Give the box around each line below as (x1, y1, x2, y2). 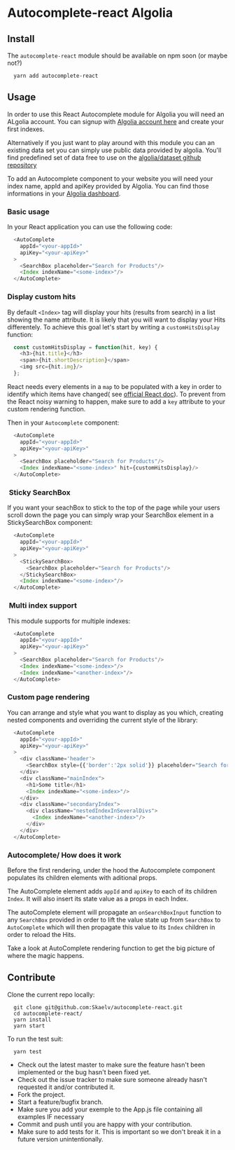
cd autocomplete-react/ (13, 1010, 83, 1017)
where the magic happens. (7, 951, 85, 959)
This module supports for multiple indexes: (7, 617, 131, 625)
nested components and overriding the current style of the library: (7, 716, 198, 724)
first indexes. (7, 125, 45, 133)
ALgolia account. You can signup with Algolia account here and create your (7, 117, 225, 125)
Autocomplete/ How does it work (7, 850, 122, 860)
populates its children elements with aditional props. (7, 873, 157, 882)
